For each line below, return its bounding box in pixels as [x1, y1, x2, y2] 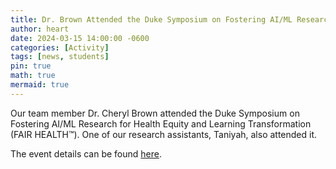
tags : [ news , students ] [10, 52, 110, 62]
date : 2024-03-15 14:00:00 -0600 [10, 33, 150, 43]
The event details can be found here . [10, 147, 162, 160]
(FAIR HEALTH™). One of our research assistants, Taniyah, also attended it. [10, 128, 318, 140]
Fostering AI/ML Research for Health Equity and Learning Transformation [10, 117, 312, 130]
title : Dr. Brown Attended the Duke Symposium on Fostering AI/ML [10, 14, 293, 25]
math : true [10, 71, 56, 81]
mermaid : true [10, 80, 70, 90]
